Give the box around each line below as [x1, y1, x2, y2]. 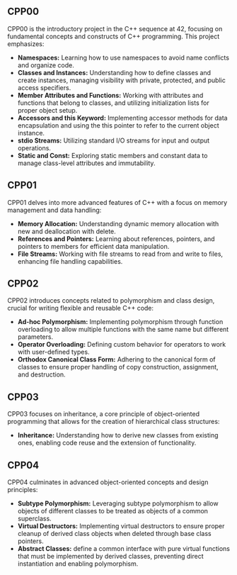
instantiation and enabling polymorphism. [17, 559, 139, 568]
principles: [7, 486, 38, 494]
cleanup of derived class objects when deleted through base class [17, 530, 212, 538]
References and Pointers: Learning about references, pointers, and [17, 234, 215, 243]
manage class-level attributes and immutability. [17, 159, 156, 167]
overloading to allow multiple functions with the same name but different [17, 325, 229, 334]
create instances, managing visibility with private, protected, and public [17, 76, 226, 84]
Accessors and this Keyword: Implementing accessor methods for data [17, 113, 228, 122]
